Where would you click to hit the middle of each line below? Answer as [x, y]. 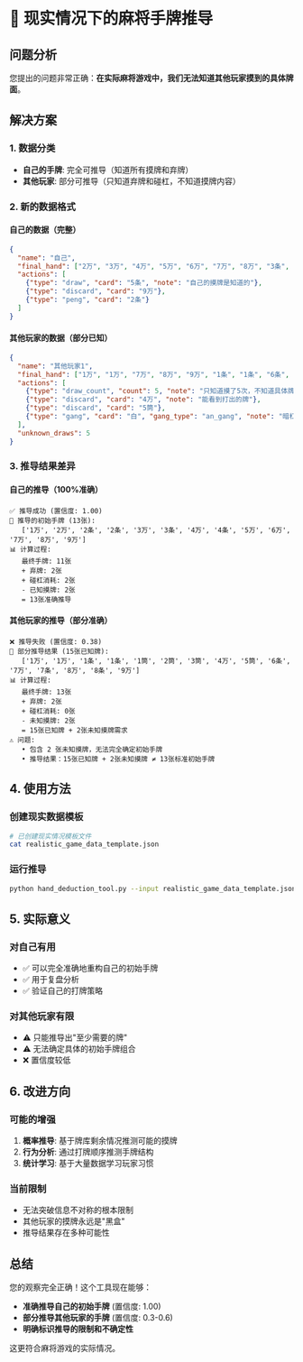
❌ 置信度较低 [46, 1060]
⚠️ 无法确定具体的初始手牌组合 [79, 1049]
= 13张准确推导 [46, 599]
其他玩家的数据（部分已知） [61, 338]
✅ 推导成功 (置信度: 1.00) [56, 511]
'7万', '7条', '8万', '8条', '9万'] [75, 670]
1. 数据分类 [32, 148]
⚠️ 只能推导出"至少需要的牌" [75, 1037]
